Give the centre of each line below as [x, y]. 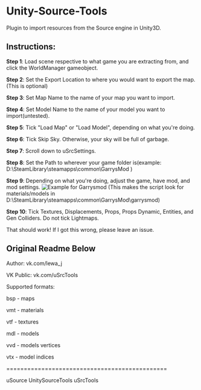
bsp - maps [21, 298]
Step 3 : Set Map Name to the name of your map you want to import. [91, 97]
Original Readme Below [51, 249]
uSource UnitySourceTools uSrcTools [52, 380]
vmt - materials [25, 310]
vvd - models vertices [33, 345]
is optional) [34, 86]
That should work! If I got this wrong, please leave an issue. [80, 229]
